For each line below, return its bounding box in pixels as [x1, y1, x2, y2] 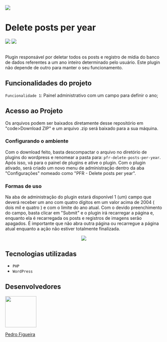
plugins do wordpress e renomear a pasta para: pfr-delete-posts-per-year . [5, 154, 161, 160]
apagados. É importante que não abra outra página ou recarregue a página [5, 220, 159, 226]
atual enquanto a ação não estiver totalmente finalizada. [5, 226, 121, 232]
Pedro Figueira [5, 331, 36, 337]
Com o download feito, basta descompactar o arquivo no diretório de [5, 149, 147, 155]
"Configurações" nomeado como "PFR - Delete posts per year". [5, 170, 136, 176]
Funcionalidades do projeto [5, 79, 92, 88]
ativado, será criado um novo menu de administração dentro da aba [5, 165, 145, 171]
